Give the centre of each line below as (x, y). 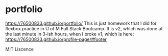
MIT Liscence (20, 49)
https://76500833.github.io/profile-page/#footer (56, 39)
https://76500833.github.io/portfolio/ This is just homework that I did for (81, 23)
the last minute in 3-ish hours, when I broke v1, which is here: (70, 34)
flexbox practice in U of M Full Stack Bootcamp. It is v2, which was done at (84, 28)
